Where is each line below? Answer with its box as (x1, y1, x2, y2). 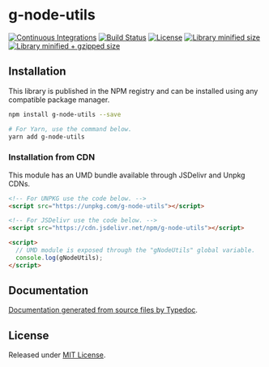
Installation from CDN (8, 151, 96, 163)
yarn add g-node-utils (8, 132, 85, 141)
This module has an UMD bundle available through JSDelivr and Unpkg (8, 170, 246, 180)
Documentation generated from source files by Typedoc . (8, 305, 199, 315)
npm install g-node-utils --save (8, 110, 122, 118)
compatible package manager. (8, 95, 110, 105)
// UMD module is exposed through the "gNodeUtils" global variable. (15, 246, 255, 254)
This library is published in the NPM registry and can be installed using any (8, 86, 258, 96)
